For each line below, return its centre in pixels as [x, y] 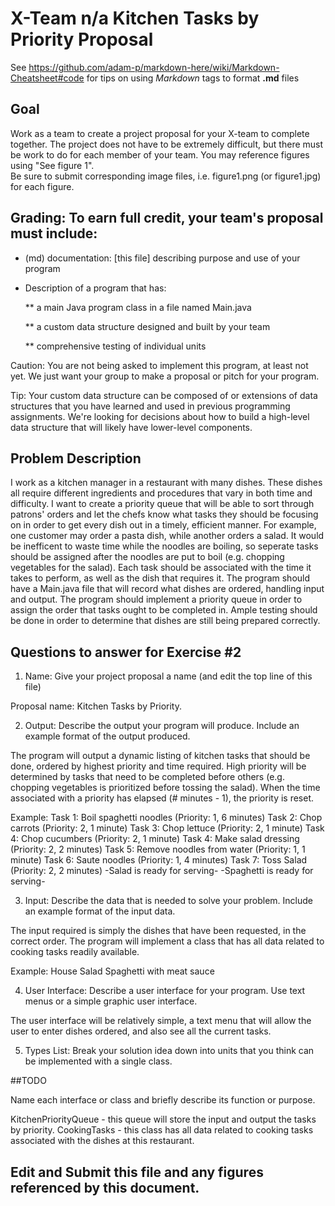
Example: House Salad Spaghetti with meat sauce [112, 971]
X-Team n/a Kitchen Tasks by [135, 18]
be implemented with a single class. [98, 1061]
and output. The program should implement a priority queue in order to [156, 599]
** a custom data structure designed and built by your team [147, 326]
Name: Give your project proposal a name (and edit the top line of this [168, 676]
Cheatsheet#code [47, 78]
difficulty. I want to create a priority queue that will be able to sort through [162, 504]
